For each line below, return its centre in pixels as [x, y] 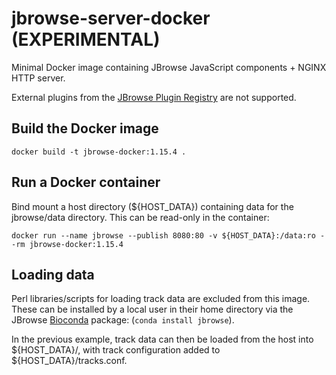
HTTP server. [38, 78]
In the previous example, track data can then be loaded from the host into [162, 339]
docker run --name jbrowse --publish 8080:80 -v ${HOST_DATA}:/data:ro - [168, 235]
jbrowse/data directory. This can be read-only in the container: [140, 217]
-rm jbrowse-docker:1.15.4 [67, 244]
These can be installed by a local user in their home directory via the [152, 309]
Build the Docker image [85, 128]
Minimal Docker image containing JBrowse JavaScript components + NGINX [169, 67]
